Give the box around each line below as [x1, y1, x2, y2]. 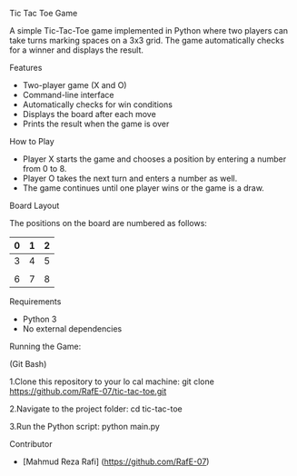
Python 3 [22, 313, 57, 324]
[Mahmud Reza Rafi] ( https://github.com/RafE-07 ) [22, 456, 210, 467]
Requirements [9, 296, 62, 307]
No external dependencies [22, 323, 123, 334]
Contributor [9, 439, 53, 449]
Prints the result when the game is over [22, 118, 170, 129]
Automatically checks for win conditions [22, 99, 173, 110]
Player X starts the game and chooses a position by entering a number [22, 154, 287, 164]
